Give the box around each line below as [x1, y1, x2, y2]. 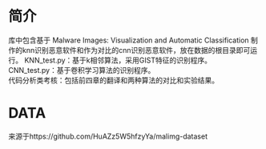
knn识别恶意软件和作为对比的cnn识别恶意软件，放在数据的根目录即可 [22, 45, 251, 54]
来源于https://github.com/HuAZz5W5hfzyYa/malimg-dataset [8, 131, 208, 141]
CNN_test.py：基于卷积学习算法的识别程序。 [8, 65, 155, 74]
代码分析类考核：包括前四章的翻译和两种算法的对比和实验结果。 [8, 75, 219, 85]
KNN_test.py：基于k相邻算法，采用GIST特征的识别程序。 [23, 55, 212, 65]
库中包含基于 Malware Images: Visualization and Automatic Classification [8, 35, 250, 45]
